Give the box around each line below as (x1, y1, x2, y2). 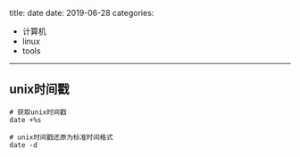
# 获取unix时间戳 (9, 107, 67, 117)
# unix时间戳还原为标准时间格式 (9, 133, 113, 142)
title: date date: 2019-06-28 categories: (9, 8, 154, 18)
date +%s (9, 115, 42, 124)
